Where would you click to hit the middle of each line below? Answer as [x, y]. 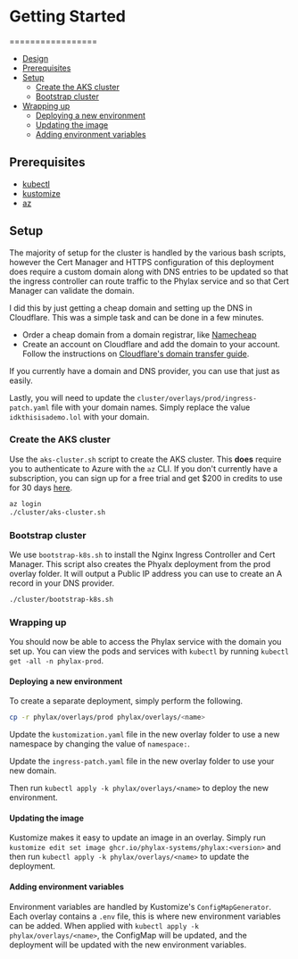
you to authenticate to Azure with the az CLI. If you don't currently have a [144, 468]
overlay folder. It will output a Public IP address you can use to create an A [146, 573]
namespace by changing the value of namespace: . [99, 744]
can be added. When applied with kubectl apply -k [104, 925]
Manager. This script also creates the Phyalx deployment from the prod [140, 563]
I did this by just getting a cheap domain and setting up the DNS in [131, 308]
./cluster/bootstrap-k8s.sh [62, 599]
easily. [21, 380]
